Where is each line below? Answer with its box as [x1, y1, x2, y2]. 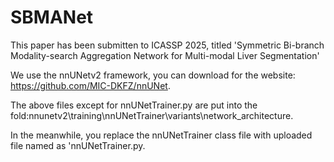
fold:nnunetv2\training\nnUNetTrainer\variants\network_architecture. [10, 109, 294, 121]
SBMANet [10, 6, 94, 29]
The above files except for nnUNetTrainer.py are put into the [10, 99, 258, 111]
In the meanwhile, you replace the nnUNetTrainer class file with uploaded [10, 129, 313, 141]
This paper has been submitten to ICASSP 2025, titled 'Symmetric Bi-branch [10, 39, 325, 51]
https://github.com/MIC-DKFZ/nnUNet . [10, 79, 171, 91]
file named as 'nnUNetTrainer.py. [10, 139, 146, 151]
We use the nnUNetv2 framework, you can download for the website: [10, 69, 296, 81]
